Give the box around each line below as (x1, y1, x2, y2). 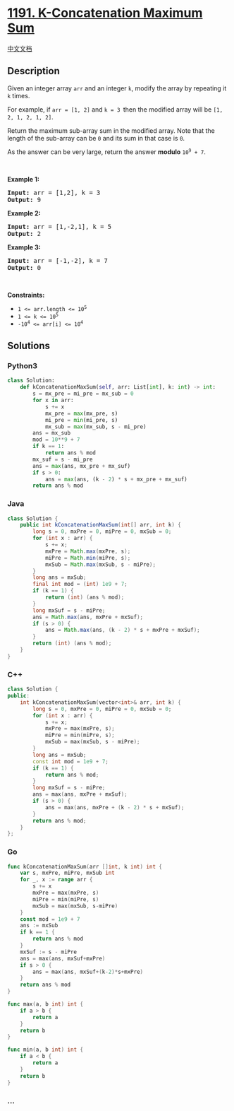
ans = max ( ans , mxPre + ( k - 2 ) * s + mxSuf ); (44, 804, 185, 811)
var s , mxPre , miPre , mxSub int (20, 869, 115, 877)
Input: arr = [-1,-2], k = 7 (7, 257, 108, 264)
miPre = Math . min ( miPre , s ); (44, 554, 131, 561)
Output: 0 (7, 264, 41, 271)
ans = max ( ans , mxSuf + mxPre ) (20, 955, 106, 962)
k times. (7, 91, 30, 100)
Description (7, 65, 60, 77)
